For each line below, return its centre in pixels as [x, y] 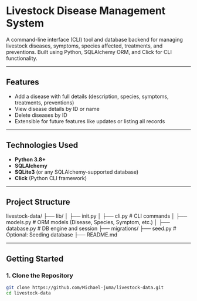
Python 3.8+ [30, 159]
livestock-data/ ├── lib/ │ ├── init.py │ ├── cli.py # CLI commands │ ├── [97, 216]
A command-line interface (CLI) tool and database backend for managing [95, 39]
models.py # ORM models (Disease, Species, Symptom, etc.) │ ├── [88, 222]
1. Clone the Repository [40, 275]
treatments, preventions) [44, 102]
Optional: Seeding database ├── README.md [62, 235]
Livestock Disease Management [86, 11]
